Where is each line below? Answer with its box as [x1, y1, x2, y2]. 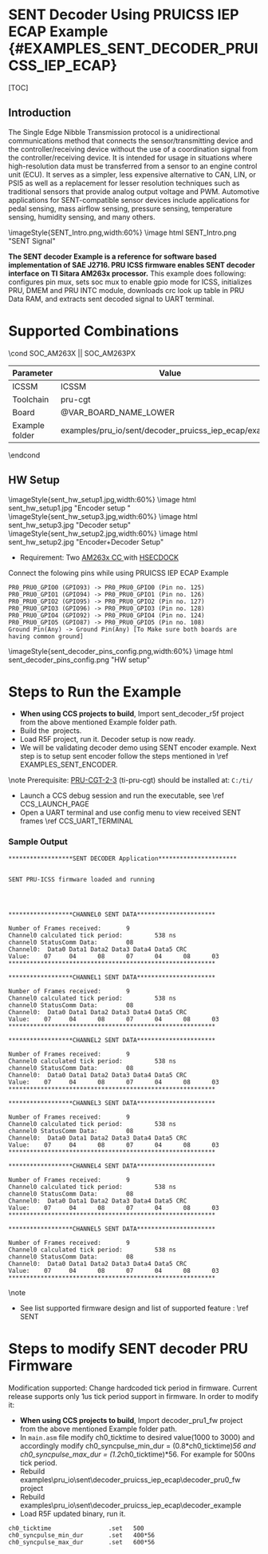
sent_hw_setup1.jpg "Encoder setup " [8, 503, 132, 513]
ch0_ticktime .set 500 [8, 1524, 145, 1532]
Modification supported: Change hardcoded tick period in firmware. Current [8, 1383, 258, 1393]
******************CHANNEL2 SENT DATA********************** [8, 1036, 216, 1044]
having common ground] [8, 632, 84, 640]
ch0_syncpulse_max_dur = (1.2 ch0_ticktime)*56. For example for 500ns [19, 1449, 255, 1459]
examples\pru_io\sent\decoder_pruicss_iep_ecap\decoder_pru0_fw [19, 1475, 241, 1485]
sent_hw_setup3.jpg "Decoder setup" [8, 520, 132, 529]
